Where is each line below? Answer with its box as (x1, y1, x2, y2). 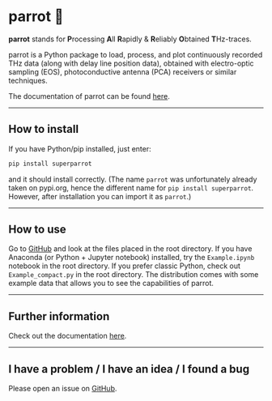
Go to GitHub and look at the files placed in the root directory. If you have (8, 244, 253, 254)
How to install (8, 122, 79, 136)
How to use (8, 223, 66, 237)
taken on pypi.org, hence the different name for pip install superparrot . (8, 182, 253, 193)
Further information (8, 309, 110, 323)
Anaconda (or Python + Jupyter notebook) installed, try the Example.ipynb (8, 253, 255, 262)
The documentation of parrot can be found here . (8, 91, 170, 100)
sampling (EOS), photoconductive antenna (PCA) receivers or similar (8, 66, 237, 76)
